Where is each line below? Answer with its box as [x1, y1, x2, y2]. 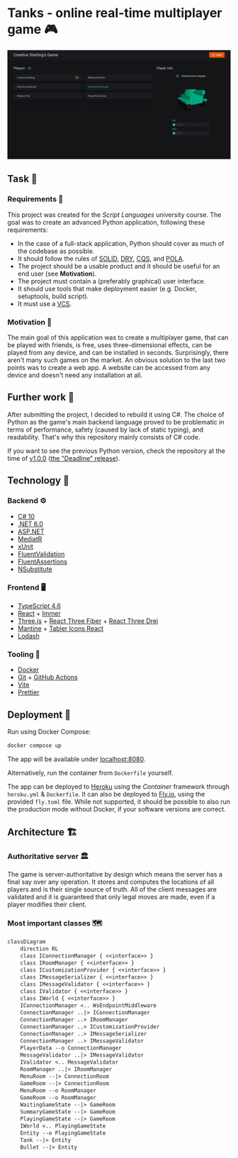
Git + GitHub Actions [17, 673, 78, 682]
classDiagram [7, 938, 46, 945]
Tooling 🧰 [7, 649, 40, 659]
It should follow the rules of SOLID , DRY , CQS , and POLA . [17, 254, 185, 263]
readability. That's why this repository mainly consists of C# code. [7, 432, 200, 441]
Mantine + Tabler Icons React [17, 624, 104, 632]
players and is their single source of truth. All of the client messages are [7, 885, 217, 894]
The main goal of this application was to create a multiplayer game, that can [7, 333, 229, 342]
